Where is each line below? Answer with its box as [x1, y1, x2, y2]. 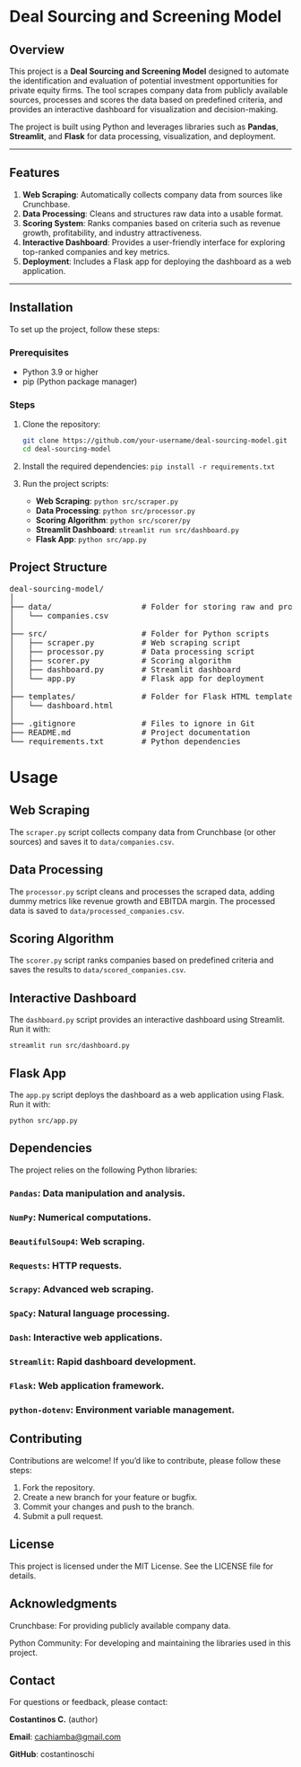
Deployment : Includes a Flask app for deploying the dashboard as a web [21, 256, 292, 267]
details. [9, 1569, 37, 1581]
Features [9, 165, 60, 180]
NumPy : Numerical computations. [9, 1210, 152, 1223]
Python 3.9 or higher [21, 366, 99, 377]
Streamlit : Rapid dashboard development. [9, 1356, 197, 1368]
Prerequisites [9, 346, 69, 358]
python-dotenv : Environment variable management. [9, 1403, 236, 1416]
